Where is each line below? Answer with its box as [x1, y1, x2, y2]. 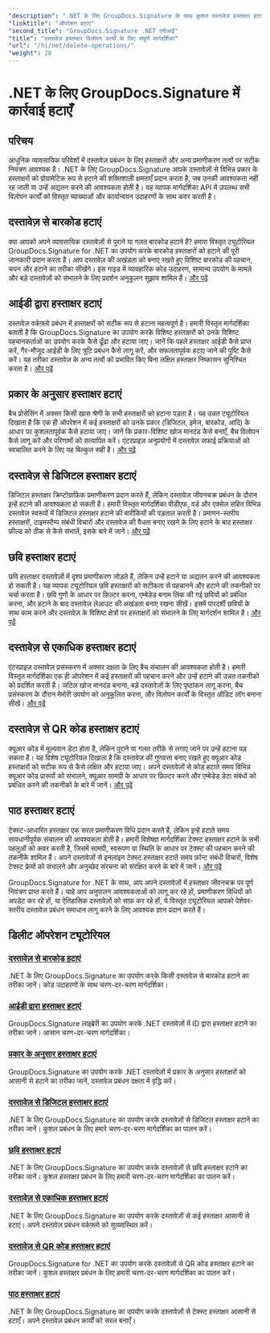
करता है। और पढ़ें [8, 363, 54, 373]
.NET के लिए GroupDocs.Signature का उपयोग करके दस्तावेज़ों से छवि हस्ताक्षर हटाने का [8, 1163, 247, 1173]
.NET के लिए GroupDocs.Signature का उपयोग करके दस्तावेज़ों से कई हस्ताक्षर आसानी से [8, 1211, 250, 1220]
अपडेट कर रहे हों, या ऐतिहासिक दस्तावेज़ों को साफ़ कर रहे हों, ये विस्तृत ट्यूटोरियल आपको [8, 896, 235, 905]
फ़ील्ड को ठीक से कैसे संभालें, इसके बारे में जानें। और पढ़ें [8, 527, 151, 536]
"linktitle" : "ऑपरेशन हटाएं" [8, 19, 95, 27]
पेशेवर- [235, 896, 254, 905]
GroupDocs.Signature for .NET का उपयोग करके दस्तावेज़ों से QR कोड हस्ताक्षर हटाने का [8, 1258, 255, 1269]
